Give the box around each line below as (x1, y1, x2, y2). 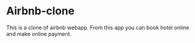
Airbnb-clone (6, 4, 75, 18)
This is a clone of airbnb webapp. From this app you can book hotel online (6, 24, 190, 31)
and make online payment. (6, 30, 72, 37)
